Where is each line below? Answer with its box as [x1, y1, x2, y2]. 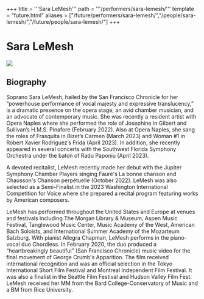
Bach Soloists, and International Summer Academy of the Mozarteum [6, 227, 180, 235]
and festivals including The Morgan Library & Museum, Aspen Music [6, 214, 178, 222]
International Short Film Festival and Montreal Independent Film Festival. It [6, 266, 192, 274]
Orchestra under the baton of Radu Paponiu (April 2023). [6, 152, 149, 159]
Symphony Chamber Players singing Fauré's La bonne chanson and [6, 170, 177, 177]
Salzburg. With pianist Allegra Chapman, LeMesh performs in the [6, 234, 169, 241]
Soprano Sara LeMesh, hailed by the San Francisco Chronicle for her [6, 93, 178, 100]
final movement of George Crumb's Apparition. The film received [6, 253, 169, 260]
